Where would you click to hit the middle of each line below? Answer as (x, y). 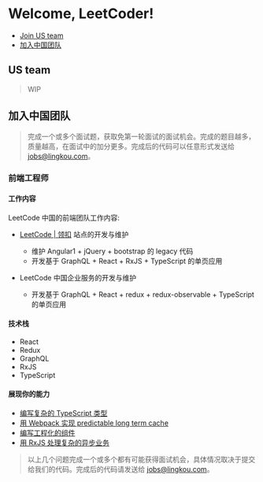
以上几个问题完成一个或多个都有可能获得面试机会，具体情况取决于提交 (141, 460)
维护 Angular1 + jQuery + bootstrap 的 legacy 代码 (112, 251)
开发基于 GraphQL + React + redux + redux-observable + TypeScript (143, 294)
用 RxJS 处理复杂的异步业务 (65, 443)
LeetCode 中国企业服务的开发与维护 (78, 277)
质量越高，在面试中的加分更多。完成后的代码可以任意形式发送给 (131, 146)
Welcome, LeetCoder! (81, 14)
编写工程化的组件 (47, 433)
